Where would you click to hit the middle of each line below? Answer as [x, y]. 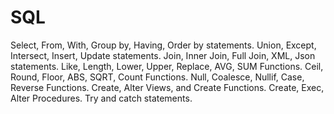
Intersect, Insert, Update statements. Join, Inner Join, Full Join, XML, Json [163, 55]
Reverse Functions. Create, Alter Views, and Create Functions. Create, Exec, [167, 87]
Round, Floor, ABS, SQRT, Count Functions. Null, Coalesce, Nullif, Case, [157, 77]
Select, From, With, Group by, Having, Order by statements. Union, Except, [163, 45]
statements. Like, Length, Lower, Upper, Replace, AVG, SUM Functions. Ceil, [167, 66]
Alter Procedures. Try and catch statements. [101, 98]
